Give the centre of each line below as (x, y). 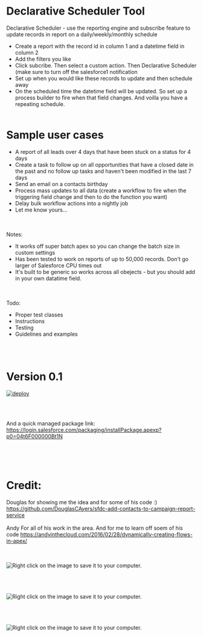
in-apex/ (17, 541)
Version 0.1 (34, 377)
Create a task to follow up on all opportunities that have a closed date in (104, 164)
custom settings (35, 252)
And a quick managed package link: (51, 423)
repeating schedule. (40, 104)
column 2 (27, 52)
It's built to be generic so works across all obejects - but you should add (105, 272)
